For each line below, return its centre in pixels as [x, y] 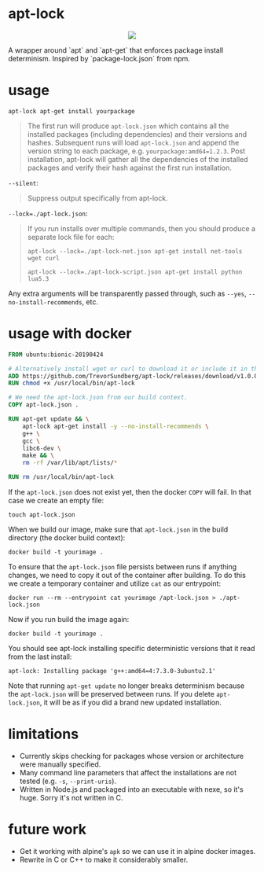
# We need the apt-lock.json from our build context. [98, 398]
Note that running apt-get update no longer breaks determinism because [126, 686]
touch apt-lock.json [42, 515]
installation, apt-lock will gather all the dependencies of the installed [138, 159]
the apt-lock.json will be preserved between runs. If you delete [111, 694]
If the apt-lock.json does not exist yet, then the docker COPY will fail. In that [130, 492]
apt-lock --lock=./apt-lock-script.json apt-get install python [135, 272]
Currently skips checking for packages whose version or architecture [132, 756]
